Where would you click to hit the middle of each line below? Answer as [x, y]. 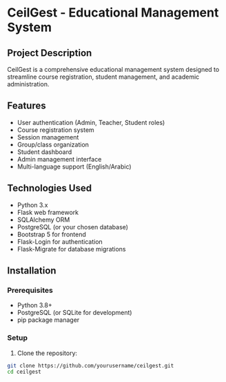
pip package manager [48, 320]
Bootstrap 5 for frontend [51, 234]
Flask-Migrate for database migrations [71, 249]
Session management [48, 137]
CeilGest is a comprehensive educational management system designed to [113, 69]
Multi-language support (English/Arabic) [74, 166]
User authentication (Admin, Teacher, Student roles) [91, 122]
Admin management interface [59, 159]
